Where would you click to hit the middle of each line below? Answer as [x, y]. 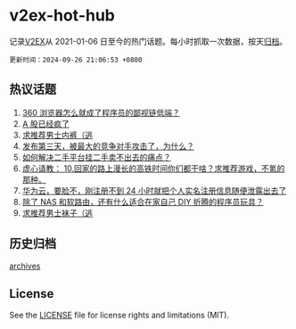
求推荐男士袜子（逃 [58, 213]
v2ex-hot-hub [62, 16]
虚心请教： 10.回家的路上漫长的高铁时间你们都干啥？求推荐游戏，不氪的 [153, 168]
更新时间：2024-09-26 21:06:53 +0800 [76, 60]
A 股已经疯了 [45, 123]
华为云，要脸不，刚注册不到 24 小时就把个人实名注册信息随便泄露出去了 [154, 190]
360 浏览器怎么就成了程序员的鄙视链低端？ [101, 112]
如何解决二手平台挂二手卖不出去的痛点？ [96, 157]
